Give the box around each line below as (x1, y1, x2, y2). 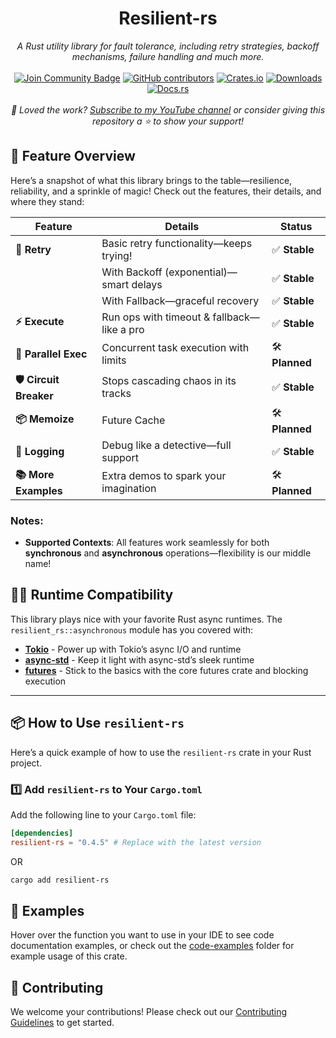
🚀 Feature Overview (10, 148, 136, 165)
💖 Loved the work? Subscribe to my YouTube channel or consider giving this (10, 103, 326, 116)
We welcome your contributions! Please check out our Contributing (10, 1006, 288, 1018)
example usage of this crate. (10, 950, 128, 962)
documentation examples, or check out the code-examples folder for (10, 940, 295, 952)
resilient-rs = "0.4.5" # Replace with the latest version (10, 837, 262, 847)
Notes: (10, 513, 44, 527)
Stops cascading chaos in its (101, 374, 237, 388)
